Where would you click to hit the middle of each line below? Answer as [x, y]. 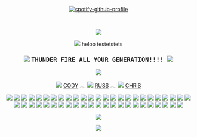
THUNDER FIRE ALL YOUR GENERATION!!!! [97, 60]
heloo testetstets [102, 44]
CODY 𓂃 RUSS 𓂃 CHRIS [102, 86]
